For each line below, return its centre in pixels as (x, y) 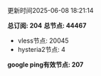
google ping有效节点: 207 (46, 65)
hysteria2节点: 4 (41, 49)
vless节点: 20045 (43, 40)
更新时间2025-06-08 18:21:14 (51, 10)
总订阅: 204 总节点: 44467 (47, 26)
